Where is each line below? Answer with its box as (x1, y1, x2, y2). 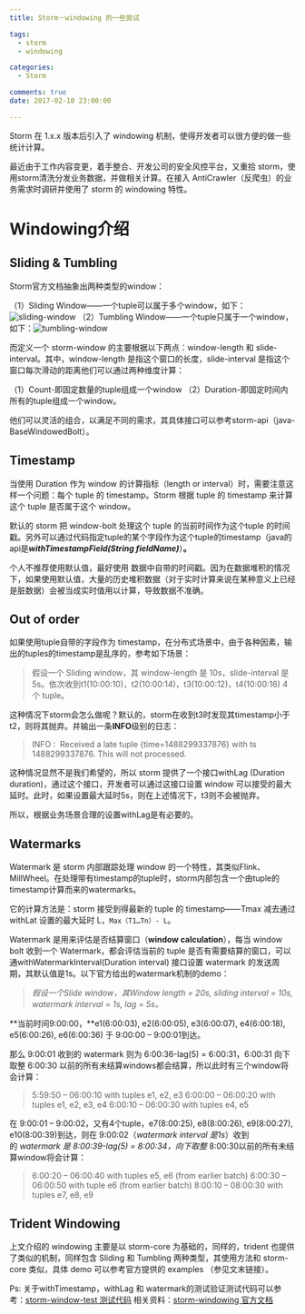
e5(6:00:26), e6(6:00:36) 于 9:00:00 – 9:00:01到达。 (9, 1030, 206, 1041)
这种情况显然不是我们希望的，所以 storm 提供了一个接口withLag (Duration (9, 767, 286, 778)
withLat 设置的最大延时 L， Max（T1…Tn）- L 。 (9, 914, 176, 926)
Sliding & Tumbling (9, 255, 118, 271)
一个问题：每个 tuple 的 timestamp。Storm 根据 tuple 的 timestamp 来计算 (16, 489, 293, 500)
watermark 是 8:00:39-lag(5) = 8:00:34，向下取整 (19, 1141, 208, 1151)
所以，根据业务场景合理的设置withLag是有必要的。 (9, 809, 199, 820)
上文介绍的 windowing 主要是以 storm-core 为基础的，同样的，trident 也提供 (9, 1241, 295, 1251)
